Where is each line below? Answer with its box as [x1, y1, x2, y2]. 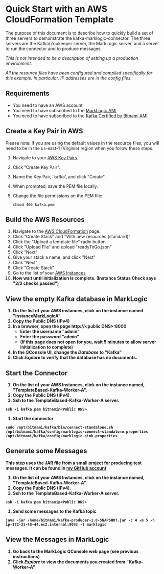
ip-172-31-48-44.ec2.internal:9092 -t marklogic [5, 522, 107, 527]
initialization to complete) [20, 344, 73, 350]
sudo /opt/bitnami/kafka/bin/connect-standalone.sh [5, 425, 113, 430]
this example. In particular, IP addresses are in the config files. [5, 75, 132, 81]
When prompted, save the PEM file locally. [12, 183, 98, 189]
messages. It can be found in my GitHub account [5, 465, 107, 471]
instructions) [12, 553, 40, 559]
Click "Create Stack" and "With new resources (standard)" [12, 234, 131, 240]
